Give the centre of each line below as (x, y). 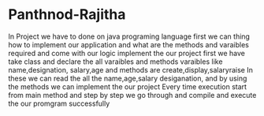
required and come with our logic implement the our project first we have (127, 53)
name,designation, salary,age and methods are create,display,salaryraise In (131, 69)
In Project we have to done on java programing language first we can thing (129, 36)
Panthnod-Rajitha (67, 15)
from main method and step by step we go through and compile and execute (132, 95)
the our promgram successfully (59, 103)
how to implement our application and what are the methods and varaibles (129, 44)
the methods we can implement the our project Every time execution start (127, 86)
